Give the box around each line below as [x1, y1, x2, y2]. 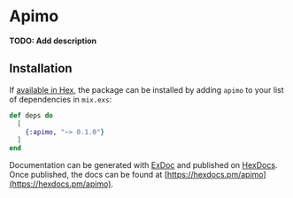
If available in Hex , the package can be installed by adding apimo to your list [9, 84, 285, 95]
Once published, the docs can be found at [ [9, 170, 168, 180]
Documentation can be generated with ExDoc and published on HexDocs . [9, 160, 278, 171]
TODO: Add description [9, 35, 97, 46]
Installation [9, 61, 73, 76]
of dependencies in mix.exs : [9, 94, 112, 104]
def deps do [9, 110, 53, 120]
